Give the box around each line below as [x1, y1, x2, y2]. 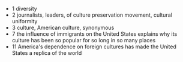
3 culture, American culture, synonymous [11, 24, 115, 31]
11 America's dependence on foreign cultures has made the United [11, 43, 177, 50]
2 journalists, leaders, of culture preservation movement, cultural [11, 11, 172, 18]
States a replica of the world [11, 49, 82, 56]
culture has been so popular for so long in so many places [11, 37, 156, 44]
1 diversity [11, 5, 37, 12]
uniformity [11, 18, 38, 24]
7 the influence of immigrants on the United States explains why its [11, 30, 178, 38]
